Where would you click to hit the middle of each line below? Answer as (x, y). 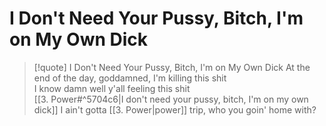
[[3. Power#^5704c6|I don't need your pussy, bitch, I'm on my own (171, 99)
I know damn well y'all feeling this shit (112, 88)
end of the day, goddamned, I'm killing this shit (130, 78)
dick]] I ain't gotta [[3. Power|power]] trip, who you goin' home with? (175, 109)
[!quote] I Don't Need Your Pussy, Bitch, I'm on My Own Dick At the (172, 67)
